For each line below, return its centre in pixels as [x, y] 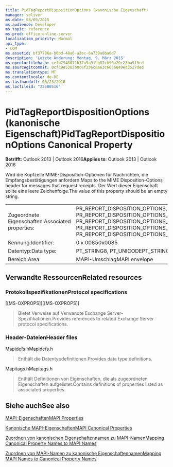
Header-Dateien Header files [41, 337]
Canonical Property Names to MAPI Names [51, 443]
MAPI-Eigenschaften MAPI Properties [45, 418]
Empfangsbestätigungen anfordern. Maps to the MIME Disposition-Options [84, 180]
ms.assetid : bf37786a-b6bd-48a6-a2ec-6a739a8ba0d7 [61, 53]
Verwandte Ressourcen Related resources [74, 277]
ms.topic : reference [28, 29]
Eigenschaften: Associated [39, 221]
